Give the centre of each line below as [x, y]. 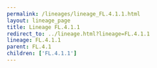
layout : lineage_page [39, 21]
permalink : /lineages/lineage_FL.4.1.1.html [74, 14]
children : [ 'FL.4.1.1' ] [42, 54]
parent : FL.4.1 [29, 47]
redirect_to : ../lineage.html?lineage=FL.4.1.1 [78, 34]
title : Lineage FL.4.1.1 [43, 27]
